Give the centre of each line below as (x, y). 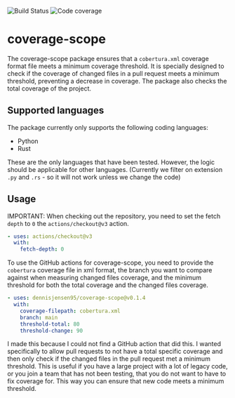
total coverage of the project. (49, 88)
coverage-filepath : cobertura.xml (70, 311)
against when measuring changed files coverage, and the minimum (105, 278)
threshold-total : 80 (50, 324)
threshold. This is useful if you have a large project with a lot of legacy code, (117, 366)
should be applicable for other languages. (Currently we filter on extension (115, 169)
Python (28, 141)
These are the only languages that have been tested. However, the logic (111, 162)
